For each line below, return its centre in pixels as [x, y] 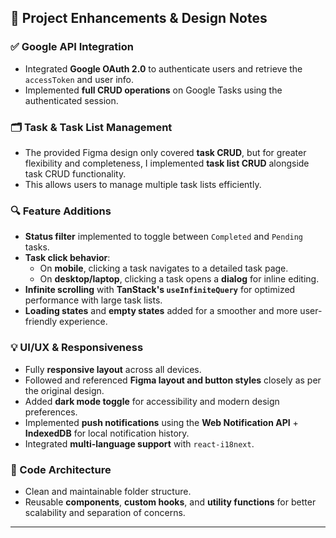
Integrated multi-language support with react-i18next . [139, 443]
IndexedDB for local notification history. [107, 433]
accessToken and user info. [79, 79]
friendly [41, 322]
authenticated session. [71, 100]
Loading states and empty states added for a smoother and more [161, 311]
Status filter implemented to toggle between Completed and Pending [164, 237]
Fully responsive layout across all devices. [113, 369]
